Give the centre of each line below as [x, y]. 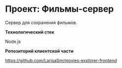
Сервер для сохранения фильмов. [41, 23]
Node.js [13, 41]
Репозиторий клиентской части [39, 51]
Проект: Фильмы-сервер [60, 9]
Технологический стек [30, 32]
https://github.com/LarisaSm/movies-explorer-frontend [61, 60]
